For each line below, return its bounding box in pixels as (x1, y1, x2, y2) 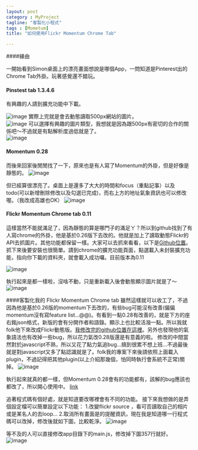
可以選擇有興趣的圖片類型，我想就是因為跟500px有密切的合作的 (28, 120, 184, 128)
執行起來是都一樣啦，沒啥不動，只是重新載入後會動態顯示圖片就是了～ (6, 278, 177, 285)
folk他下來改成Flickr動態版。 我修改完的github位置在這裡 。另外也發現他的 (6, 326, 184, 333)
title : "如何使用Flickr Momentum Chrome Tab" (6, 31, 117, 37)
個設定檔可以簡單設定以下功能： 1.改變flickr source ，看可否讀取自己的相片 (6, 403, 188, 410)
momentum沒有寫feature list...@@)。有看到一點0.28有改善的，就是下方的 (6, 311, 185, 318)
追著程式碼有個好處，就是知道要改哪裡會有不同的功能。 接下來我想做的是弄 (6, 395, 189, 402)
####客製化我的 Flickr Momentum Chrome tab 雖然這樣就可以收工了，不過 (6, 296, 188, 304)
